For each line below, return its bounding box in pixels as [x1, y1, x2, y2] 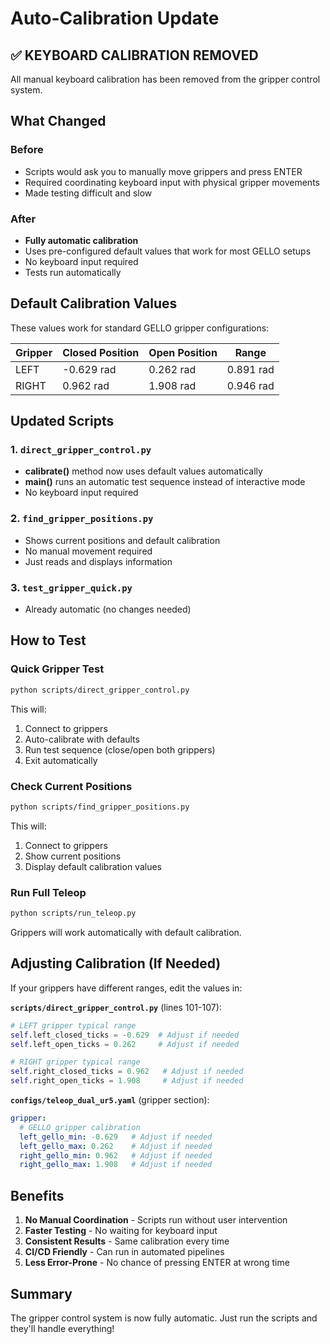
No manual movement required [24, 545, 153, 557]
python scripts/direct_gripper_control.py [10, 685, 190, 695]
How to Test [10, 632, 87, 649]
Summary [10, 1285, 73, 1302]
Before [10, 143, 44, 157]
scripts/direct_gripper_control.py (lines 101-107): [10, 1001, 222, 1013]
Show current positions [24, 850, 122, 862]
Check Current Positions [10, 779, 133, 793]
